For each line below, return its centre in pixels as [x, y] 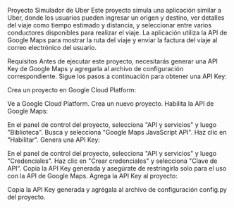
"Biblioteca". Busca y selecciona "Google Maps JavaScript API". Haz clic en [117, 132]
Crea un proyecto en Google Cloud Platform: [72, 90]
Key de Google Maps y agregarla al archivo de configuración [96, 69]
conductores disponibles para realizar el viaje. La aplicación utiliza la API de [117, 32]
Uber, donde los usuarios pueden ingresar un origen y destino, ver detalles [116, 18]
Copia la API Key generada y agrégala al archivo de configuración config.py [117, 189]
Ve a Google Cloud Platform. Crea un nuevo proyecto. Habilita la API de [111, 104]
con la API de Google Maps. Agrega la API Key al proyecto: [92, 176]
